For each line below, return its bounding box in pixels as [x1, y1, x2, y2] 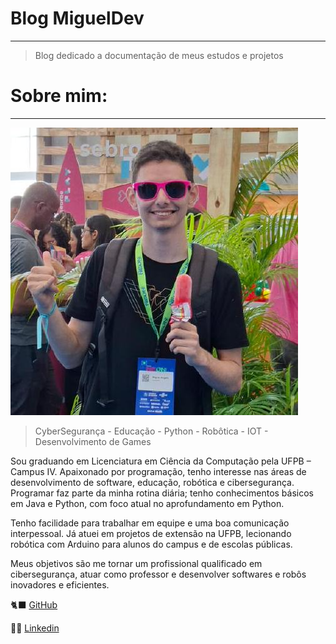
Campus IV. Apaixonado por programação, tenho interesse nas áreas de [10, 465, 307, 477]
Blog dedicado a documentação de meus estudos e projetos [34, 49, 284, 61]
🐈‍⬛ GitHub [10, 598, 58, 611]
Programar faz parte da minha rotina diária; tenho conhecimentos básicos [10, 487, 314, 499]
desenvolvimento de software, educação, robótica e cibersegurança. [10, 476, 295, 488]
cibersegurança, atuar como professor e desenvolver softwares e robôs [10, 568, 307, 580]
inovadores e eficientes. [10, 578, 110, 591]
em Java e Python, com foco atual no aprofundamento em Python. [10, 497, 285, 509]
